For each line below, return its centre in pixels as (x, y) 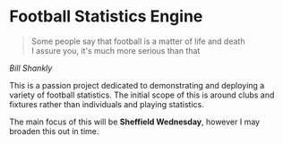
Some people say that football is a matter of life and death (138, 41)
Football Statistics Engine (106, 17)
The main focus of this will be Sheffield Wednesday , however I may (135, 122)
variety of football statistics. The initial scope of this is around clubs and (142, 95)
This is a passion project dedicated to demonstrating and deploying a (137, 85)
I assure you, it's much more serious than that (116, 50)
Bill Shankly (31, 68)
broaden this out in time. (54, 131)
